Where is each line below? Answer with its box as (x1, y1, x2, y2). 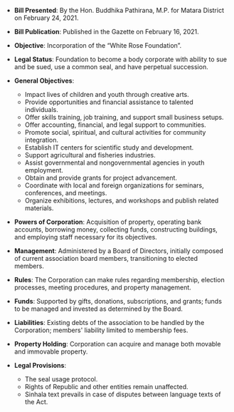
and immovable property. (14, 347, 88, 356)
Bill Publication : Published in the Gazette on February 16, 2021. (14, 28, 199, 36)
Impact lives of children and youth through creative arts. (24, 91, 190, 98)
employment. (24, 166, 64, 174)
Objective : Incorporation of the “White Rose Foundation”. (14, 41, 182, 49)
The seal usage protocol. (24, 375, 98, 383)
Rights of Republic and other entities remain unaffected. (24, 383, 188, 391)
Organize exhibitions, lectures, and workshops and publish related (24, 196, 219, 205)
